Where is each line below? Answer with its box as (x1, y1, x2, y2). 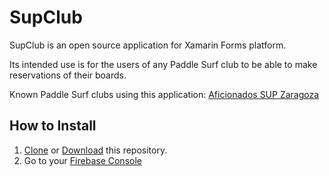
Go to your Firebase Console (23, 154, 142, 166)
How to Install (9, 117, 97, 135)
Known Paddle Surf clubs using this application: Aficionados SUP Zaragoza (9, 88, 320, 100)
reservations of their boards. (9, 69, 127, 81)
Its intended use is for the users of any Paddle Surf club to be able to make (9, 58, 318, 70)
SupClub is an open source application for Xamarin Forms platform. (9, 39, 287, 51)
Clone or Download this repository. (23, 144, 168, 156)
